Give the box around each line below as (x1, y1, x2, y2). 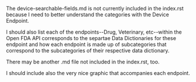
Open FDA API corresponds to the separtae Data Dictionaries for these (6, 35, 177, 41)
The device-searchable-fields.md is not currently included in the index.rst (6, 5, 184, 12)
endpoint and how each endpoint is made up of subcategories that (6, 41, 167, 48)
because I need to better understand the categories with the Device (6, 11, 170, 18)
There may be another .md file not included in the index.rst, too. (6, 58, 160, 65)
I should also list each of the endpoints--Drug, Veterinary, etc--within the (6, 28, 183, 35)
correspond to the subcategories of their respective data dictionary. (6, 47, 170, 54)
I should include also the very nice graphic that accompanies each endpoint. (6, 70, 190, 76)
